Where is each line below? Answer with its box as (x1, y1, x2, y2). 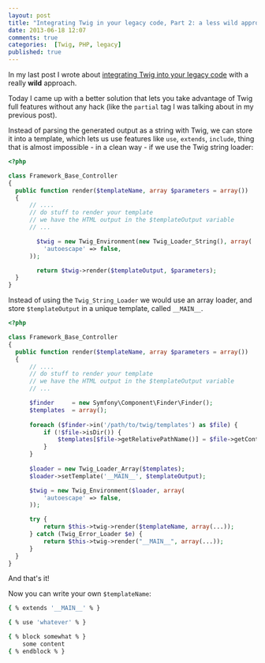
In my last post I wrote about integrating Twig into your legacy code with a (8, 70, 248, 79)
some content (22, 640, 65, 648)
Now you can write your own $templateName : (8, 589, 151, 598)
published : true (8, 48, 62, 56)
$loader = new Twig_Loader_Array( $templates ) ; (28, 465, 185, 473)
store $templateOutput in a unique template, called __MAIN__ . (8, 304, 203, 313)
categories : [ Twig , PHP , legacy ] (8, 41, 122, 49)
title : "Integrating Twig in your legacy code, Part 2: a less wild (8, 19, 238, 27)
